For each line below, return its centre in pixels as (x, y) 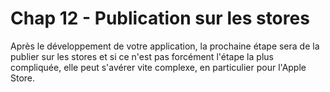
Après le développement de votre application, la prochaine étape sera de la (165, 46)
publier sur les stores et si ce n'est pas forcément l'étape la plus (142, 56)
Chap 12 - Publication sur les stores (160, 18)
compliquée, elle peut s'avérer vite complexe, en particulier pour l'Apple (158, 67)
